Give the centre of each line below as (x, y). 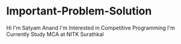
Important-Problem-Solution (79, 11)
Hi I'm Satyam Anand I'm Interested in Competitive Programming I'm (91, 28)
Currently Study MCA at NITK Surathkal (55, 34)
